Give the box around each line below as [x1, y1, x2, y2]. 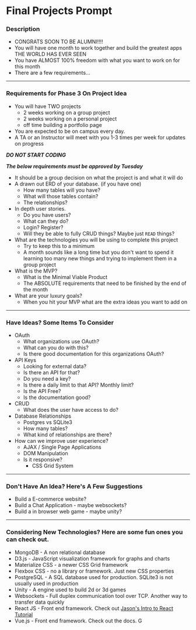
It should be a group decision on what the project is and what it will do [14, 174, 183, 181]
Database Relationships [14, 412, 72, 419]
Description [6, 25, 40, 33]
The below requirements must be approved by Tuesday [6, 163, 143, 170]
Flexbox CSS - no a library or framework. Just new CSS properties [14, 567, 174, 574]
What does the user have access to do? [23, 407, 118, 414]
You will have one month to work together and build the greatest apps [14, 44, 183, 51]
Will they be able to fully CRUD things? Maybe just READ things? [23, 230, 175, 237]
